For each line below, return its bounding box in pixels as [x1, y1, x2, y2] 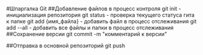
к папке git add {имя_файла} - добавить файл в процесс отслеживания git [6, 18, 197, 25]
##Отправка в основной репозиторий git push [6, 42, 126, 49]
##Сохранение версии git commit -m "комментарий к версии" [6, 30, 167, 38]
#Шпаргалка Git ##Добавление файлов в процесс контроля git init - [6, 5, 181, 12]
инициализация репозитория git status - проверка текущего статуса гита [6, 11, 195, 19]
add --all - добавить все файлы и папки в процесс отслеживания [6, 24, 174, 31]
